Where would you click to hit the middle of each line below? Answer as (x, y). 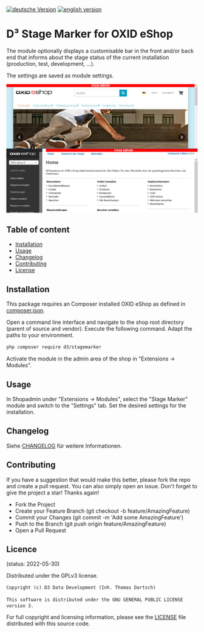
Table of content (38, 230)
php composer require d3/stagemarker (54, 347)
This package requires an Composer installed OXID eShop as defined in (96, 304)
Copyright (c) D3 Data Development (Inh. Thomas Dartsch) (81, 588)
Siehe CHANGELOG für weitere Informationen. (64, 446)
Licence (22, 549)
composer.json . (26, 311)
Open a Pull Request (41, 530)
